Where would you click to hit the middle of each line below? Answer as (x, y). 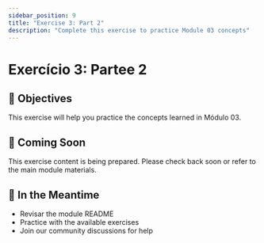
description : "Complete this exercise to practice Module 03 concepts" (129, 30)
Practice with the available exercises (79, 222)
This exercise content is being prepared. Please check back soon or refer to (132, 161)
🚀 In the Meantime (54, 195)
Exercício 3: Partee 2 (78, 69)
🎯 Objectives (40, 99)
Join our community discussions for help (86, 231)
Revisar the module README (67, 214)
